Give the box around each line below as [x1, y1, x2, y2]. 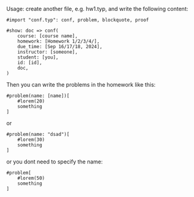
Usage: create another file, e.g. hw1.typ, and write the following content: [6, 5, 188, 12]
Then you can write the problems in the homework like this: [6, 81, 156, 88]
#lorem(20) [17, 98, 45, 104]
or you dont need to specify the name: [6, 158, 103, 165]
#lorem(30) [17, 137, 45, 143]
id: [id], [17, 60, 43, 66]
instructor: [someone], [17, 49, 78, 55]
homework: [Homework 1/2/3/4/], [17, 38, 100, 45]
